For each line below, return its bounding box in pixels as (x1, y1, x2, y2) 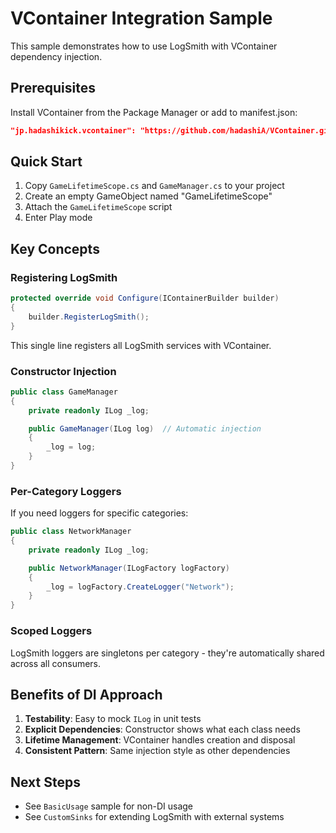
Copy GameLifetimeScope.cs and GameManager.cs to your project (24, 180, 285, 192)
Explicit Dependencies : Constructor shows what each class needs (24, 723, 301, 736)
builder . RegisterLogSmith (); (28, 312, 150, 322)
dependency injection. (10, 50, 103, 62)
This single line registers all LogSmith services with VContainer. (10, 339, 272, 351)
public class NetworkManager (10, 527, 132, 537)
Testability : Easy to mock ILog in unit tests (24, 713, 202, 725)
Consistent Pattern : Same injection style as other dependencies (24, 745, 291, 757)
